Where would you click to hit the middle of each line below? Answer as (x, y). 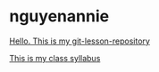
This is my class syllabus (55, 58)
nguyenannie (59, 16)
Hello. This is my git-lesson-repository (79, 41)
